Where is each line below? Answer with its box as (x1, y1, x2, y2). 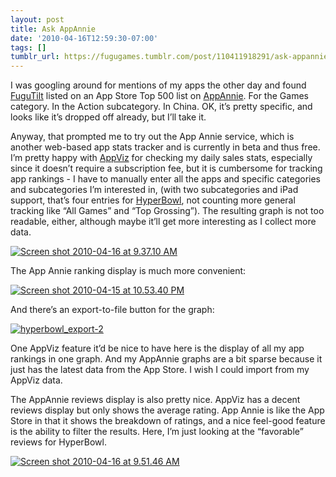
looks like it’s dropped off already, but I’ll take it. (10, 111, 207, 123)
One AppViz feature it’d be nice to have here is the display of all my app (10, 342, 305, 355)
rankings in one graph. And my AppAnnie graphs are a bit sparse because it (10, 353, 323, 365)
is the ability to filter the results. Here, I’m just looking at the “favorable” (10, 426, 304, 438)
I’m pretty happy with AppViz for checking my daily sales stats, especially (10, 152, 313, 164)
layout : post (10, 14, 65, 25)
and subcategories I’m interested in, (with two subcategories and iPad (10, 184, 299, 196)
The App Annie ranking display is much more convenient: (10, 265, 247, 277)
